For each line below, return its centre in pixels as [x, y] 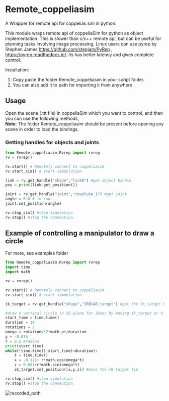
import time [18, 267]
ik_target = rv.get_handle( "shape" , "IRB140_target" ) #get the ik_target [83, 304]
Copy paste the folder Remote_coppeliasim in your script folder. [78, 79]
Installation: [17, 70]
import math [18, 272]
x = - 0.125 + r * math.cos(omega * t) [49, 360]
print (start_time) [24, 346]
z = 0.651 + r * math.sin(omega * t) [47, 365]
